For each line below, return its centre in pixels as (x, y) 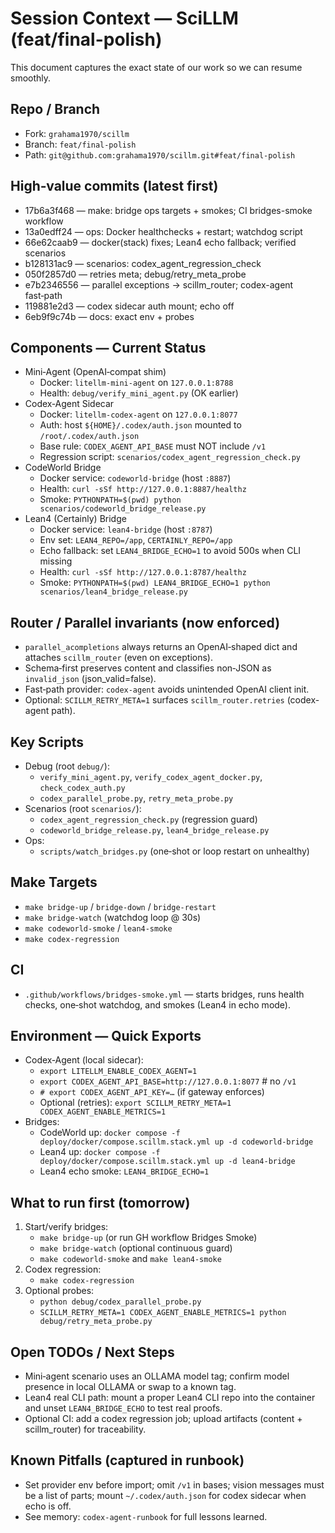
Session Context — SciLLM (124, 18)
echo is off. (48, 1506)
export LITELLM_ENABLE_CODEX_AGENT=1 (118, 1072)
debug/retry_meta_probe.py (96, 1322)
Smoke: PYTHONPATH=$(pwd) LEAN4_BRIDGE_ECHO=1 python (155, 583)
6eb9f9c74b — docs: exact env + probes (109, 316)
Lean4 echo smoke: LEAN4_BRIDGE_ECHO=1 (124, 1171)
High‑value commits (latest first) (114, 186)
